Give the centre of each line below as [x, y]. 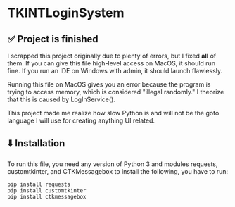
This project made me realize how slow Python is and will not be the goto [113, 113]
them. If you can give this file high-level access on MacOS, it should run [112, 63]
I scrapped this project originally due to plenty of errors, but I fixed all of [112, 56]
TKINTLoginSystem [66, 13]
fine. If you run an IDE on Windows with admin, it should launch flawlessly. [115, 71]
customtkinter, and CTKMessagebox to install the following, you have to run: [118, 171]
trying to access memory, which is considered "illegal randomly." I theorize [116, 92]
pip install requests [39, 184]
